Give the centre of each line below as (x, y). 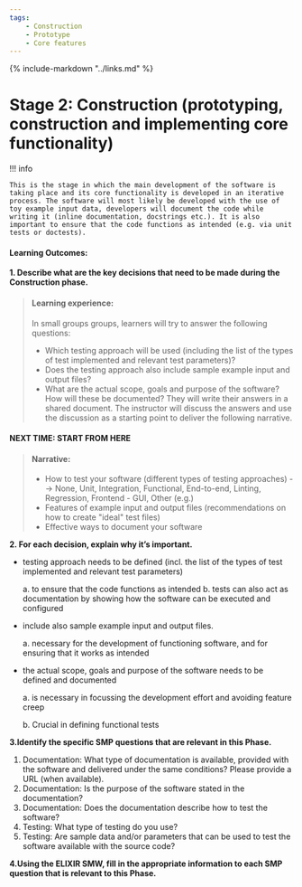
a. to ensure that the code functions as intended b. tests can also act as (155, 590)
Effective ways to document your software (124, 527)
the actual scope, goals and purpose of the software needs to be (143, 671)
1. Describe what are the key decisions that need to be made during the (145, 273)
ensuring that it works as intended (86, 653)
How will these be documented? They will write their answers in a (166, 398)
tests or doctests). (48, 233)
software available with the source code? (99, 846)
